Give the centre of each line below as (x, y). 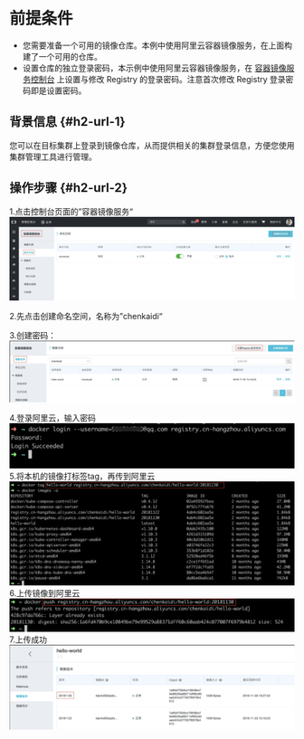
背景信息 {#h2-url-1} (67, 122)
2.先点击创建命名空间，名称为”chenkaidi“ (86, 316)
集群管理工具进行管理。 (53, 156)
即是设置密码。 (58, 90)
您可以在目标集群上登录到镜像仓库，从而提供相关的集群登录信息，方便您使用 (152, 145)
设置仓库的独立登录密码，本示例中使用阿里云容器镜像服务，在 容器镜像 (154, 68)
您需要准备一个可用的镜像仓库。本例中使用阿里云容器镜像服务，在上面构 (157, 45)
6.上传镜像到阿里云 (45, 593)
